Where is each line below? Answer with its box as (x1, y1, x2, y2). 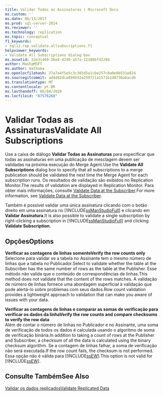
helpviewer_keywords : (5, 48, 49, 53)
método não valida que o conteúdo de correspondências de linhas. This (5, 271, 148, 276)
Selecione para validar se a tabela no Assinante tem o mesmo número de (5, 255, 152, 261)
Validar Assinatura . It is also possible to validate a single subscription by (5, 213, 150, 219)
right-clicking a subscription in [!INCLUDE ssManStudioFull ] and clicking (5, 218, 149, 224)
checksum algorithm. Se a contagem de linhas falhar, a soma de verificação (5, 343, 157, 348)
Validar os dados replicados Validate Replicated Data (5, 385, 109, 391)
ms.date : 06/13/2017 (5, 16, 47, 21)
